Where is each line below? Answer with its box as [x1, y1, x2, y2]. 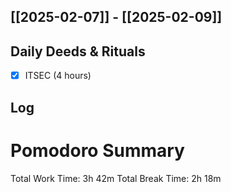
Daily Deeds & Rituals [10, 43, 146, 60]
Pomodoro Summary [10, 139, 185, 162]
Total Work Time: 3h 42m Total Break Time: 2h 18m [10, 172, 222, 184]
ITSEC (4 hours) [24, 70, 92, 82]
